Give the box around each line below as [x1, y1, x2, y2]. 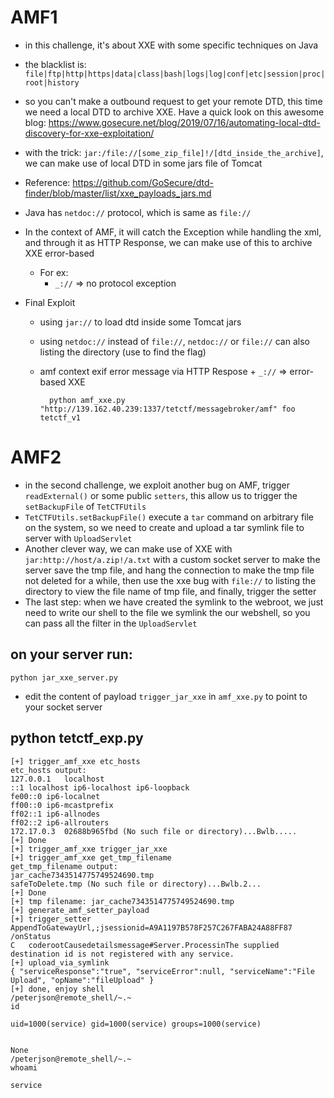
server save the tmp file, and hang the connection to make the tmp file [24, 564, 315, 576]
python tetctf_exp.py [10, 730, 144, 747]
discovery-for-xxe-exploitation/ [24, 127, 155, 139]
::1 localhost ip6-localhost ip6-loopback [10, 782, 190, 793]
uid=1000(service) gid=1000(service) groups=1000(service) [10, 1019, 262, 1029]
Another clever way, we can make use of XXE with [24, 542, 233, 555]
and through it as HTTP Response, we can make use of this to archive [24, 236, 313, 248]
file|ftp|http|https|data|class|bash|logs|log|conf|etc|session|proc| [24, 69, 326, 79]
